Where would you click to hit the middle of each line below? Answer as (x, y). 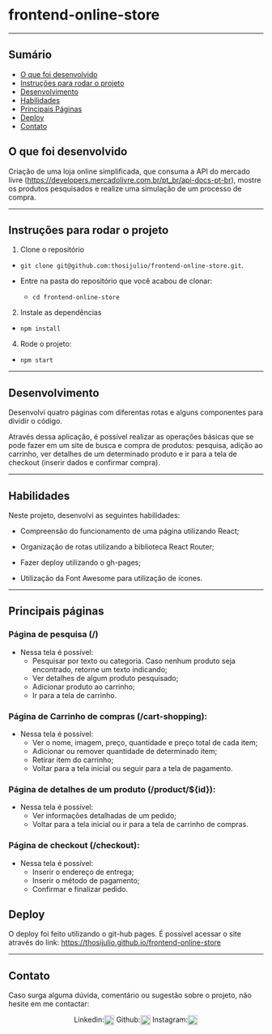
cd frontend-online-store (76, 298)
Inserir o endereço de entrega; (83, 872)
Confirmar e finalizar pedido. (80, 889)
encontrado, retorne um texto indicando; (100, 669)
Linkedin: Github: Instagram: (131, 1019)
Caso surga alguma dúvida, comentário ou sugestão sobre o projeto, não (130, 995)
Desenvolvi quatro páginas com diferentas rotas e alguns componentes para (136, 412)
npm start (37, 360)
